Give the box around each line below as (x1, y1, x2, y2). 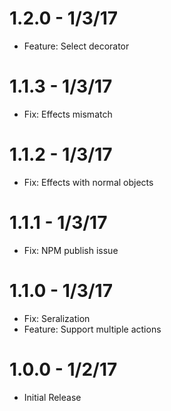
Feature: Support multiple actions (23, 323, 162, 335)
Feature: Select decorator (23, 40, 130, 52)
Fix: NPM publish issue (23, 244, 119, 256)
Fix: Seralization (23, 312, 91, 324)
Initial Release (23, 391, 82, 403)
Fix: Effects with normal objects (23, 176, 154, 188)
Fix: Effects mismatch (23, 108, 113, 120)
